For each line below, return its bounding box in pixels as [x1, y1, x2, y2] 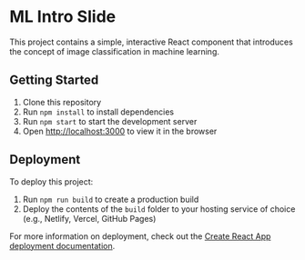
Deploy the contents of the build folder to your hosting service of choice [22, 203, 296, 215]
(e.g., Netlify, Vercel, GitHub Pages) [22, 213, 157, 224]
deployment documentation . [9, 240, 116, 251]
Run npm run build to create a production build [22, 194, 199, 205]
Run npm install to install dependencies [22, 106, 175, 117]
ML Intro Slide [9, 6, 117, 27]
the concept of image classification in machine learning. [9, 45, 220, 56]
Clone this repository [22, 96, 102, 107]
